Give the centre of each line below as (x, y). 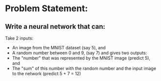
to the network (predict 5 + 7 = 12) (47, 73)
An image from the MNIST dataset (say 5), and (59, 48)
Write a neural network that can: (55, 27)
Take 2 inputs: (19, 38)
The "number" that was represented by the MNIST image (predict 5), (81, 58)
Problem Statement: (47, 9)
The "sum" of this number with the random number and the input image (84, 68)
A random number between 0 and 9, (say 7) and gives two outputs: (80, 53)
